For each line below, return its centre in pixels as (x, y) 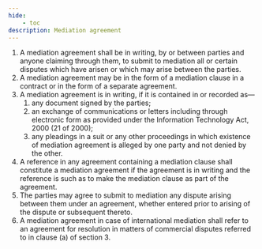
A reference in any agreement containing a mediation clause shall (126, 162)
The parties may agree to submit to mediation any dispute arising (125, 195)
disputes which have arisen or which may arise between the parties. (130, 70)
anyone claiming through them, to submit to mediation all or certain (129, 61)
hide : (17, 15)
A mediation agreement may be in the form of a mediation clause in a (132, 78)
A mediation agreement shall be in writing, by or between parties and (132, 53)
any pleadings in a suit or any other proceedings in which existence (141, 137)
